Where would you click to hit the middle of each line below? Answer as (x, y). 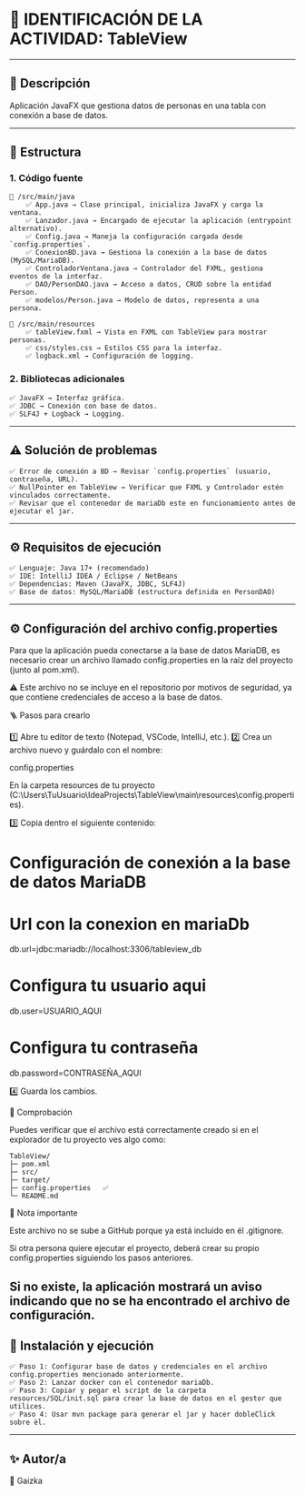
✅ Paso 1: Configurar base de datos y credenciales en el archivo (138, 1367)
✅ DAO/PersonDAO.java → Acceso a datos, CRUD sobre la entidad (149, 285)
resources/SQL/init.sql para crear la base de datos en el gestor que (146, 1399)
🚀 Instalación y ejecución (82, 1345)
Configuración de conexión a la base (150, 863)
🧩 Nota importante (44, 1213)
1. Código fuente (46, 178)
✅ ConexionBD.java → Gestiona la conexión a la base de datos (147, 253)
